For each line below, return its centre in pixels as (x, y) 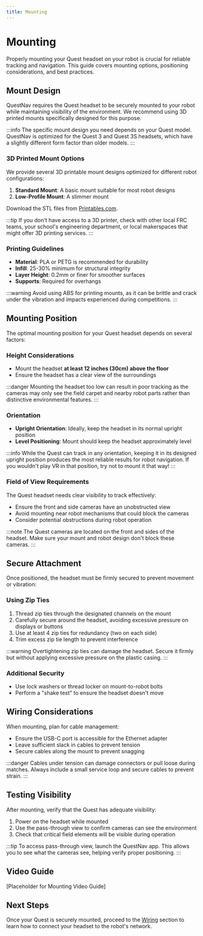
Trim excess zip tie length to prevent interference (76, 639)
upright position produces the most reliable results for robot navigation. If (98, 460)
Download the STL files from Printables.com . (62, 208)
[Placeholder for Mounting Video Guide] (56, 886)
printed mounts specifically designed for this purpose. (74, 118)
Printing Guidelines (35, 248)
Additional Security (35, 673)
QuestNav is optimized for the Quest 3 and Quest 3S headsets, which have (100, 137)
